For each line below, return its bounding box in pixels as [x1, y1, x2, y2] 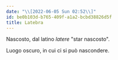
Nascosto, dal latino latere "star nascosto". [6, 36, 110, 43]
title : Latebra [6, 19, 44, 25]
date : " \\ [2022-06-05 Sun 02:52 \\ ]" [6, 8, 96, 15]
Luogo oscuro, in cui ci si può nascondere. [6, 47, 110, 54]
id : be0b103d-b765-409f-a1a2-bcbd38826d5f [6, 14, 112, 20]
